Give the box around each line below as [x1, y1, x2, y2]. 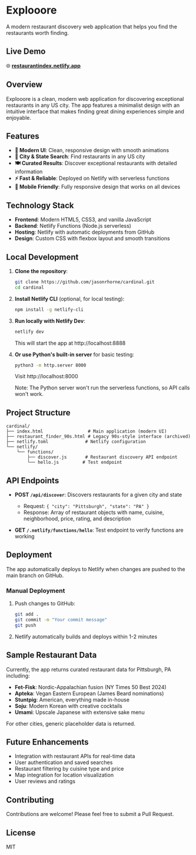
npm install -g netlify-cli [14, 306, 84, 313]
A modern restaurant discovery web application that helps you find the [6, 23, 178, 30]
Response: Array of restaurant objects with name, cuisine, [23, 509, 164, 516]
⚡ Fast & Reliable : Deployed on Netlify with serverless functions [14, 175, 170, 182]
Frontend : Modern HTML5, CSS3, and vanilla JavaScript [14, 216, 151, 223]
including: [6, 672, 31, 679]
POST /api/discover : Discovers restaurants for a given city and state [14, 491, 182, 498]
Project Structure [6, 408, 71, 418]
